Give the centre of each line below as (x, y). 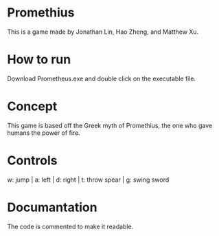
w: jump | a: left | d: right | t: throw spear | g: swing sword (88, 180)
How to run (39, 60)
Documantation (52, 207)
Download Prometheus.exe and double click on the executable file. (102, 78)
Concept (32, 106)
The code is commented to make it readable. (70, 226)
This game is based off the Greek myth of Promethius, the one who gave (110, 125)
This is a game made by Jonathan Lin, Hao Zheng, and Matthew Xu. (103, 32)
